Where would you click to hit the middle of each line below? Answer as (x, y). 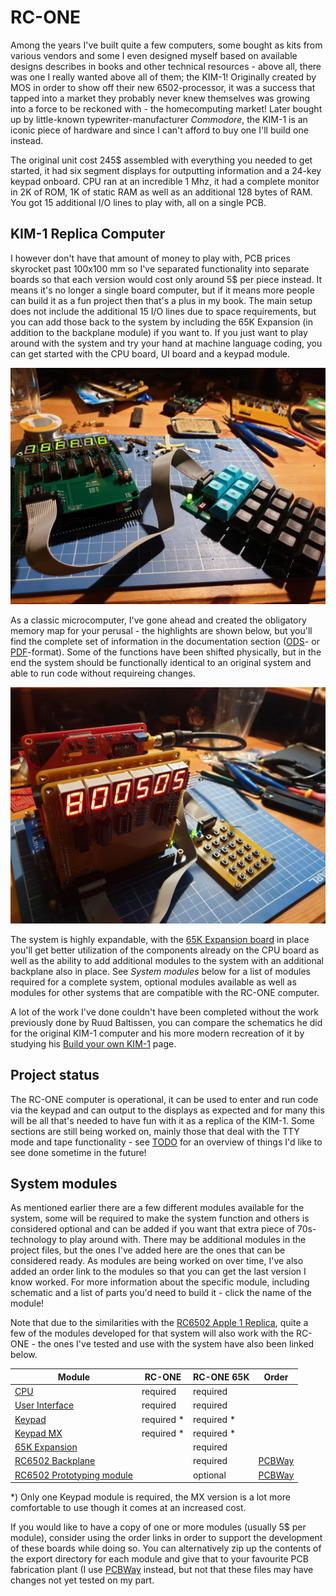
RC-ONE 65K (221, 1377)
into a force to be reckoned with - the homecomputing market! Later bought (166, 108)
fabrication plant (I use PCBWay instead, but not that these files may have (162, 1570)
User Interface (44, 1405)
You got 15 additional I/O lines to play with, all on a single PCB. (138, 202)
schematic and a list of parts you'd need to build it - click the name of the (161, 1293)
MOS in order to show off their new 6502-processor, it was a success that (163, 87)
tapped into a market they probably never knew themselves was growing (160, 98)
